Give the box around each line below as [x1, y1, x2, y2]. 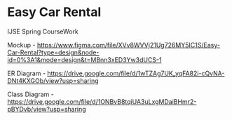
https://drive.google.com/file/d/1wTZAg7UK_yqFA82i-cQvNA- [47, 69, 225, 77]
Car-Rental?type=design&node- [7, 48, 100, 57]
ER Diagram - [7, 69, 46, 77]
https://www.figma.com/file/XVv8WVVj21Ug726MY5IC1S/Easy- [36, 40, 221, 49]
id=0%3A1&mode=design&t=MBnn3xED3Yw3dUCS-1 [7, 55, 162, 63]
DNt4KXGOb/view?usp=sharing [7, 76, 99, 84]
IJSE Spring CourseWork [7, 27, 79, 36]
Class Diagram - [7, 90, 54, 98]
